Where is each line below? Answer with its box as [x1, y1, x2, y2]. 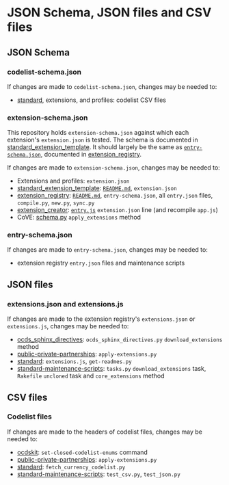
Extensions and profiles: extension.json [16, 176, 130, 185]
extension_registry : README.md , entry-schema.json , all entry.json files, [16, 192, 213, 200]
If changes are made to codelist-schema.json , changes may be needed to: [7, 82, 217, 90]
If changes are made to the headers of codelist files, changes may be [7, 428, 203, 436]
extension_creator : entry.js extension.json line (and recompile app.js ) [16, 206, 219, 214]
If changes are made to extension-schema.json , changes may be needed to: [7, 163, 220, 172]
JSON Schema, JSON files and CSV [7, 5, 212, 21]
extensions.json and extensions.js [7, 299, 124, 309]
